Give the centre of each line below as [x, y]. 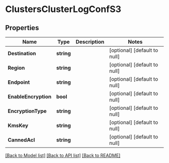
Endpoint [19, 82]
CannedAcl [21, 140]
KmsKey [18, 125]
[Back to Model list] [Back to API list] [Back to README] [63, 155]
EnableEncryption [30, 97]
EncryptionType [27, 111]
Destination [22, 53]
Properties [22, 28]
